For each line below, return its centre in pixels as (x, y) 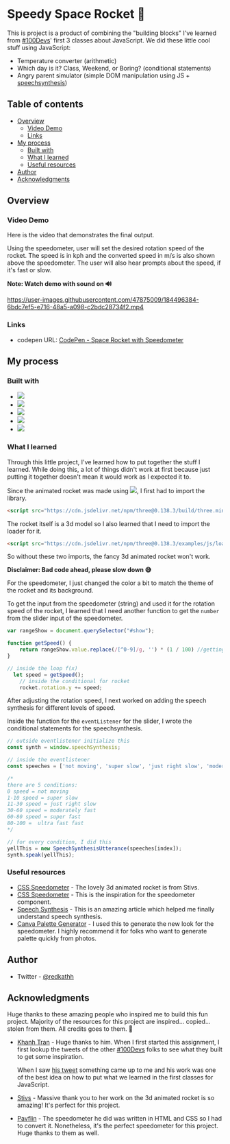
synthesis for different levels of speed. (61, 708)
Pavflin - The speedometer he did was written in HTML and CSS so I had (119, 1119)
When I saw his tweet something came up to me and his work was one (116, 1070)
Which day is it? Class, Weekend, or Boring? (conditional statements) (114, 68)
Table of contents (45, 105)
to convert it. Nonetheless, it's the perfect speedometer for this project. (118, 1126)
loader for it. (25, 531)
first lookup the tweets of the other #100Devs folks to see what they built (119, 1049)
